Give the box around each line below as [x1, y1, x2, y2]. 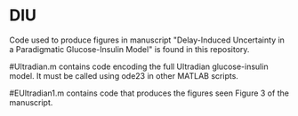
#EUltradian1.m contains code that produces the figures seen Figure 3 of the [9, 88, 289, 98]
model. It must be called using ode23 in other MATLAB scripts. [9, 70, 238, 81]
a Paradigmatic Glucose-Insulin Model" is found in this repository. [9, 43, 250, 54]
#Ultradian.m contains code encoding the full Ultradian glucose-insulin [9, 61, 269, 72]
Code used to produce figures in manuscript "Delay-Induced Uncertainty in [9, 35, 285, 45]
